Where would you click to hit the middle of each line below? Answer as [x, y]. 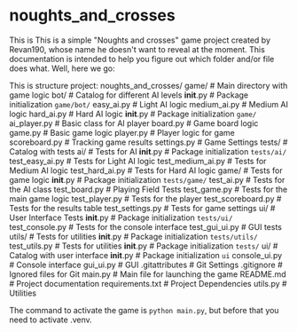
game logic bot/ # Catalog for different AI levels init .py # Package [129, 95]
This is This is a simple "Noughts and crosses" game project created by [140, 40]
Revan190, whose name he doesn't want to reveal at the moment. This [137, 49]
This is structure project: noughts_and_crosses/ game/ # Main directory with [148, 85]
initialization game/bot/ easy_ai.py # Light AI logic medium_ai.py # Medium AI [149, 104]
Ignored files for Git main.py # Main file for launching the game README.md [148, 274]
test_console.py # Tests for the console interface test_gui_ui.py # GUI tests [145, 226]
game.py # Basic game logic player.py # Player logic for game [122, 132]
